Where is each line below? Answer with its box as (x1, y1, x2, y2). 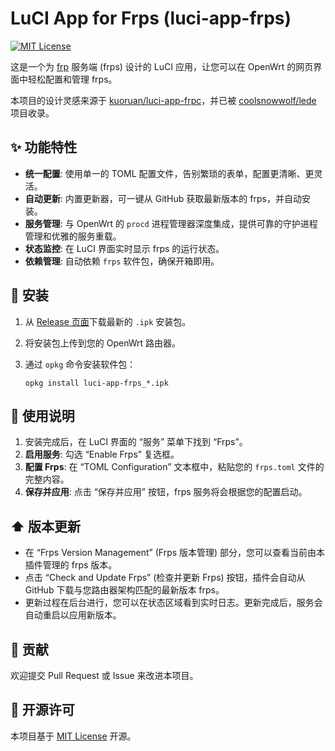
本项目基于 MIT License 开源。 (10, 730, 137, 742)
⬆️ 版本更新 (10, 518, 82, 535)
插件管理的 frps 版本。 (24, 559, 118, 571)
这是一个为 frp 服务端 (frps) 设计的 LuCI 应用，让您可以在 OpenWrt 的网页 (10, 60, 314, 72)
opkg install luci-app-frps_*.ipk (24, 378, 169, 388)
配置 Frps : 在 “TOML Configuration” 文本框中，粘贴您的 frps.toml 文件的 (24, 461, 325, 473)
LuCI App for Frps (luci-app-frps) (10, 7, 292, 30)
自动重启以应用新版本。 (24, 609, 122, 621)
